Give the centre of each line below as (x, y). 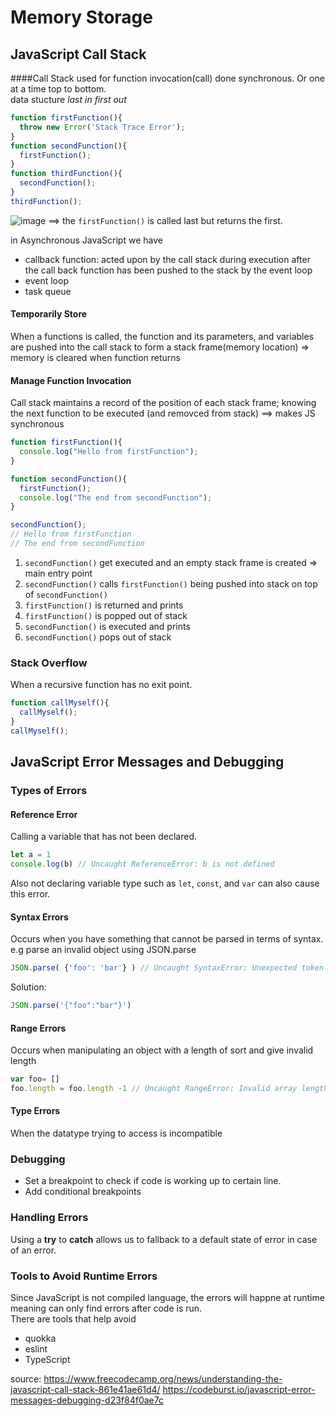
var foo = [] (35, 1079)
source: (26, 1378)
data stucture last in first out (68, 99)
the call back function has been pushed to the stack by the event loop (168, 270)
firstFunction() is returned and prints (104, 605)
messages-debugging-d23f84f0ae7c (87, 1400)
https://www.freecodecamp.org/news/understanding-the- (163, 1378)
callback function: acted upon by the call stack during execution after (167, 259)
